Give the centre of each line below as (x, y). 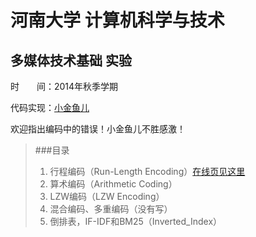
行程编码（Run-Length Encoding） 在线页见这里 (147, 171)
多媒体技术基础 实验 (71, 60)
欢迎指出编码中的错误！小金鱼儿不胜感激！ (98, 129)
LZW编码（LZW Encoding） (107, 196)
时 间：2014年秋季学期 (64, 86)
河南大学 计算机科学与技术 (117, 20)
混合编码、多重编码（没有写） (111, 209)
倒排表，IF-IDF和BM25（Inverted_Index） (136, 221)
